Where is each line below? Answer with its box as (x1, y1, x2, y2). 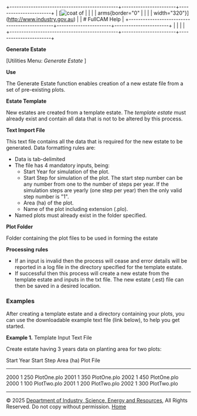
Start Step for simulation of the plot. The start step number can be (23, 175, 183, 181)
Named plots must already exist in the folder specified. (14, 212, 147, 219)
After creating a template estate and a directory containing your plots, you (6, 310, 185, 317)
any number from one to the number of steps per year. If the (23, 180, 169, 187)
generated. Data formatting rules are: (6, 145, 96, 151)
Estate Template (6, 98, 47, 105)
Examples (6, 297, 35, 305)
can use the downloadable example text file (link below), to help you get (6, 317, 180, 324)
